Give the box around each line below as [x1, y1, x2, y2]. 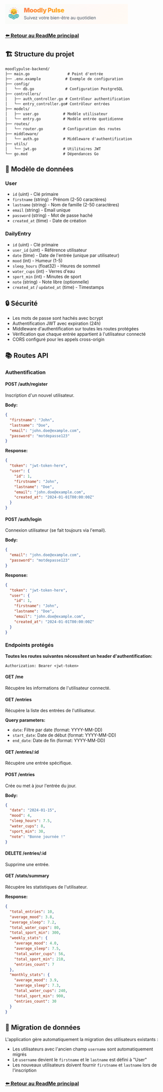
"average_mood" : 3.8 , [9, 914, 55, 920]
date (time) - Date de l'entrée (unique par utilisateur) [12, 252, 120, 258]
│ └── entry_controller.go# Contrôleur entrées [5, 101, 110, 106]
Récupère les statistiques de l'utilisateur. [5, 884, 88, 890]
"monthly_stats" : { [9, 973, 50, 978]
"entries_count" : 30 [14, 999, 57, 1004]
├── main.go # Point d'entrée [5, 71, 103, 76]
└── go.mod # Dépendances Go [5, 151, 99, 156]
